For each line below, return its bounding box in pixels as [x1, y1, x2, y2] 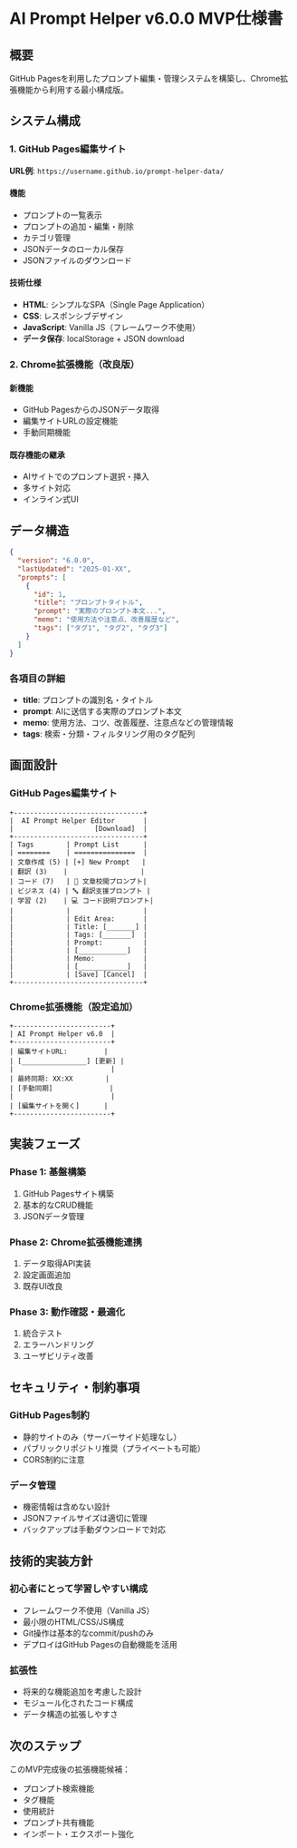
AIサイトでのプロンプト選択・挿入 [22, 471, 149, 482]
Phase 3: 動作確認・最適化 [9, 1305, 125, 1318]
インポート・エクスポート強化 [22, 1828, 134, 1839]
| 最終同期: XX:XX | [9, 1074, 110, 1083]
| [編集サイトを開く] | [9, 1101, 109, 1110]
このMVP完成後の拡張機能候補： [9, 1764, 131, 1775]
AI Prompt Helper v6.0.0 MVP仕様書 [9, 8, 283, 29]
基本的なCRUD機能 [22, 1199, 93, 1210]
